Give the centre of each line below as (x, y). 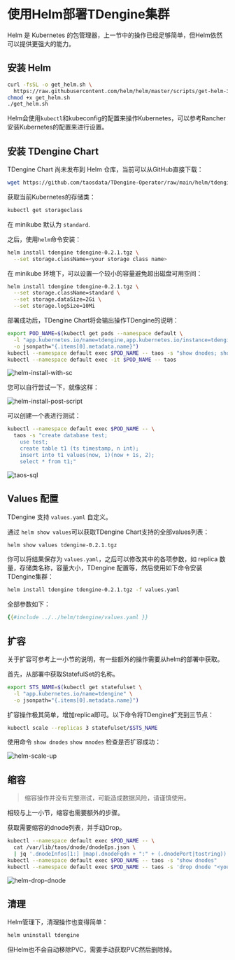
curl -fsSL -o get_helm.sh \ (50, 85)
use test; (34, 442)
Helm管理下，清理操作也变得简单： (58, 922)
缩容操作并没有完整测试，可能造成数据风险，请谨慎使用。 (107, 798)
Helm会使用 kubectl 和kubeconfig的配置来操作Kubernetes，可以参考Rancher (116, 118)
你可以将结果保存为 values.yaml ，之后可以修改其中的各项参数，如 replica (113, 559)
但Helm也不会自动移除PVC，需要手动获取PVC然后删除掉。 (92, 950)
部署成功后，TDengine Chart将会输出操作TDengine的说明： (93, 320)
